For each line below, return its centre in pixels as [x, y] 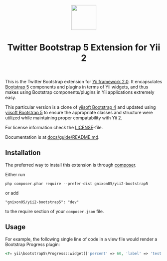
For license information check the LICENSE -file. [54, 127]
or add [12, 193]
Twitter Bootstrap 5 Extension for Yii [84, 48]
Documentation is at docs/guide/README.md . [52, 137]
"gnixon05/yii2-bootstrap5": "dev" [42, 202]
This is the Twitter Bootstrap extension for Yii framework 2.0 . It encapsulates [84, 81]
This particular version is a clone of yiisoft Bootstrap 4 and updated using [81, 107]
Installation [23, 153]
